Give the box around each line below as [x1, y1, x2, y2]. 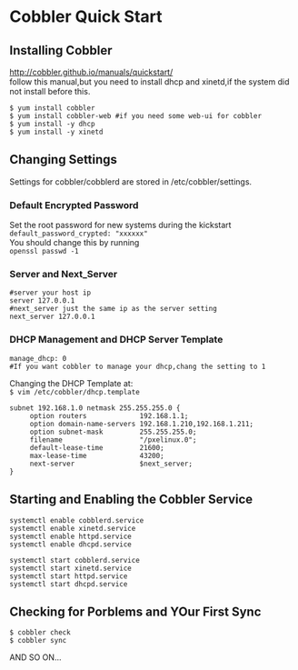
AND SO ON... [9, 652, 62, 663]
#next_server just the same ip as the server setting [9, 305, 218, 314]
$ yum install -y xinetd [9, 127, 104, 136]
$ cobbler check [9, 628, 71, 637]
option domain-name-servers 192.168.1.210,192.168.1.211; [29, 419, 254, 428]
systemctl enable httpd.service [9, 532, 132, 541]
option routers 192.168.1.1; [29, 411, 189, 420]
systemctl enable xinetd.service [9, 524, 136, 533]
